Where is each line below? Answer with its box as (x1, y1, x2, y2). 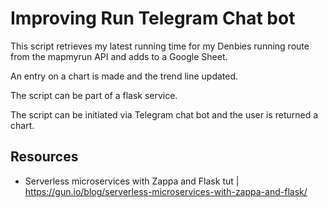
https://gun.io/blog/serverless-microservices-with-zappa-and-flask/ (24, 185, 308, 197)
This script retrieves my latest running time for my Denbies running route (10, 40, 310, 52)
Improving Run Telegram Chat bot (10, 7, 296, 30)
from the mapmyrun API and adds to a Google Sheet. (10, 50, 228, 62)
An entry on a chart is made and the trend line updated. (10, 70, 239, 82)
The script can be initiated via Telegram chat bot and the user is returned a (10, 108, 319, 121)
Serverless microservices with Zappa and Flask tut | (24, 175, 240, 187)
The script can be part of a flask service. (10, 89, 178, 101)
